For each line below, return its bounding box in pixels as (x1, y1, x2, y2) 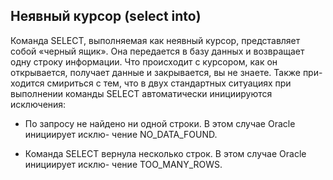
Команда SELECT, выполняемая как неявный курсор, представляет (10, 34, 301, 46)
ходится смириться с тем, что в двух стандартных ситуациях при (10, 77, 292, 89)
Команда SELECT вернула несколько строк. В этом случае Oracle (24, 147, 307, 159)
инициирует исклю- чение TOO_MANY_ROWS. (24, 158, 223, 170)
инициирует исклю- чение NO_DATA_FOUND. (24, 128, 218, 140)
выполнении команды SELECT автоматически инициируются (10, 87, 273, 99)
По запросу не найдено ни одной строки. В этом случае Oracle (24, 117, 296, 129)
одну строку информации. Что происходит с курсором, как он (10, 55, 278, 68)
